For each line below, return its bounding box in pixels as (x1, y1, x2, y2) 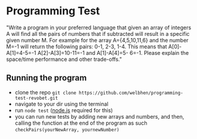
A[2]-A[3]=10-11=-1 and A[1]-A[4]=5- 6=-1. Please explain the (37, 49, 189, 56)
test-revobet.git (14, 95, 59, 101)
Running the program (6, 73, 87, 83)
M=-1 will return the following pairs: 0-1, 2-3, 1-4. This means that (6, 43, 167, 50)
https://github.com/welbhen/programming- (78, 89, 183, 96)
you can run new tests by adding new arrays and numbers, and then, (14, 113, 184, 120)
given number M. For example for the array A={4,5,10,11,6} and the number (6, 36, 189, 44)
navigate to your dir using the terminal (14, 100, 109, 107)
